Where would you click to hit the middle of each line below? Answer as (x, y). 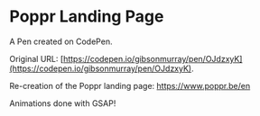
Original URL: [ (37, 58)
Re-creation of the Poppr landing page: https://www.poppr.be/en (130, 85)
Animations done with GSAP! (63, 103)
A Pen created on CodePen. (61, 41)
